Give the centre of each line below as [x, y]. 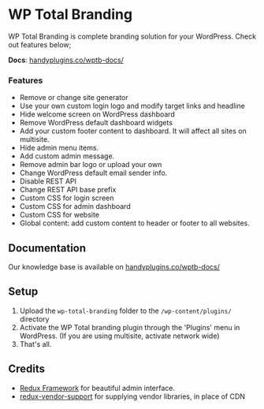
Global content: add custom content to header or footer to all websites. [134, 223]
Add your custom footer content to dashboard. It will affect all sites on [133, 131]
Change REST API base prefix [68, 190]
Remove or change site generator [74, 98]
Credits [27, 369]
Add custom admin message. [67, 156]
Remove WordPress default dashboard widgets [96, 123]
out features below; [40, 44]
